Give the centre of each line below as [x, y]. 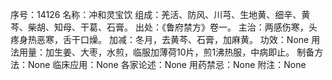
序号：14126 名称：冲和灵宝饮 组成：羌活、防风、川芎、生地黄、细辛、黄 [160, 14]
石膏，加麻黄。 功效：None [253, 39]
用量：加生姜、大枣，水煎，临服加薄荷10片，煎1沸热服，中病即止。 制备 [166, 52]
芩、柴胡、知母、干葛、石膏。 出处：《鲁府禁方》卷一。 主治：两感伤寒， [159, 27]
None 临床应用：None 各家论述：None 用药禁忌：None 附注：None [167, 64]
